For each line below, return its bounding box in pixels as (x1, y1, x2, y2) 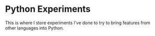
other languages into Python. (5, 25, 64, 31)
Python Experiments (5, 3, 91, 15)
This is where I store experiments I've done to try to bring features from (5, 20, 151, 26)
